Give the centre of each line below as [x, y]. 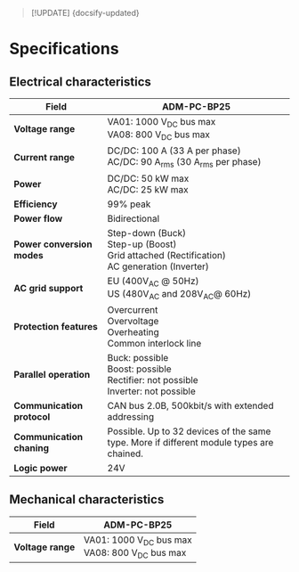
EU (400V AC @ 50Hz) [153, 282]
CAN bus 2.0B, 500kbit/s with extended [190, 405]
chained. [125, 454]
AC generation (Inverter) [158, 266]
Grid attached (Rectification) [167, 255]
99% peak [129, 204]
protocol [32, 416]
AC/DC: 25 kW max [148, 189]
